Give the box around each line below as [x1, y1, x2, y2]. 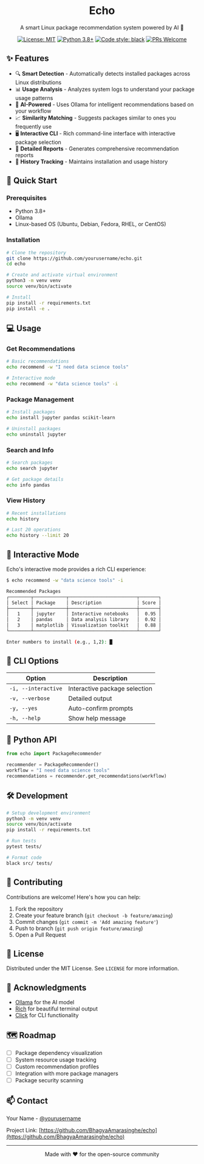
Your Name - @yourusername [6, 1115, 81, 1122]
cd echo [6, 261, 26, 267]
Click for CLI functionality [15, 1012, 79, 1019]
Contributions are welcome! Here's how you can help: [6, 893, 141, 901]
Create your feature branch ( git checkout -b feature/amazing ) [15, 912, 173, 919]
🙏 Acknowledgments [6, 982, 87, 993]
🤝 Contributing [6, 877, 63, 887]
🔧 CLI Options [6, 656, 59, 666]
